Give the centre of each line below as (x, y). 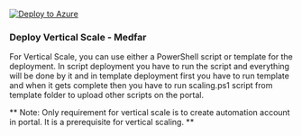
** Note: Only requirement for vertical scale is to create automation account (150, 113)
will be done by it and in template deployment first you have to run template (150, 76)
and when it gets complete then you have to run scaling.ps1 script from (141, 86)
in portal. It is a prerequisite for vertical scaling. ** (102, 122)
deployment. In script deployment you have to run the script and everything (150, 67)
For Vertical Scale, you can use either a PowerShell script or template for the (151, 57)
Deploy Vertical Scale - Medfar (78, 37)
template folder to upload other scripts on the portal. (107, 95)
